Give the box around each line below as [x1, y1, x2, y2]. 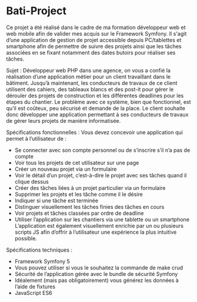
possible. [14, 234, 37, 241]
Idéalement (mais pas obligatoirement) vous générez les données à [14, 276, 179, 284]
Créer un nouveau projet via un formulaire [14, 165, 117, 173]
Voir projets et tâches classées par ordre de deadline [14, 209, 144, 217]
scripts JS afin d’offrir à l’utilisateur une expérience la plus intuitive [14, 228, 177, 236]
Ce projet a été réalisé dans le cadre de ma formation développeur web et [6, 24, 186, 31]
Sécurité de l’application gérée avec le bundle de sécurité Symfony [14, 270, 178, 277]
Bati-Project [6, 4, 67, 18]
